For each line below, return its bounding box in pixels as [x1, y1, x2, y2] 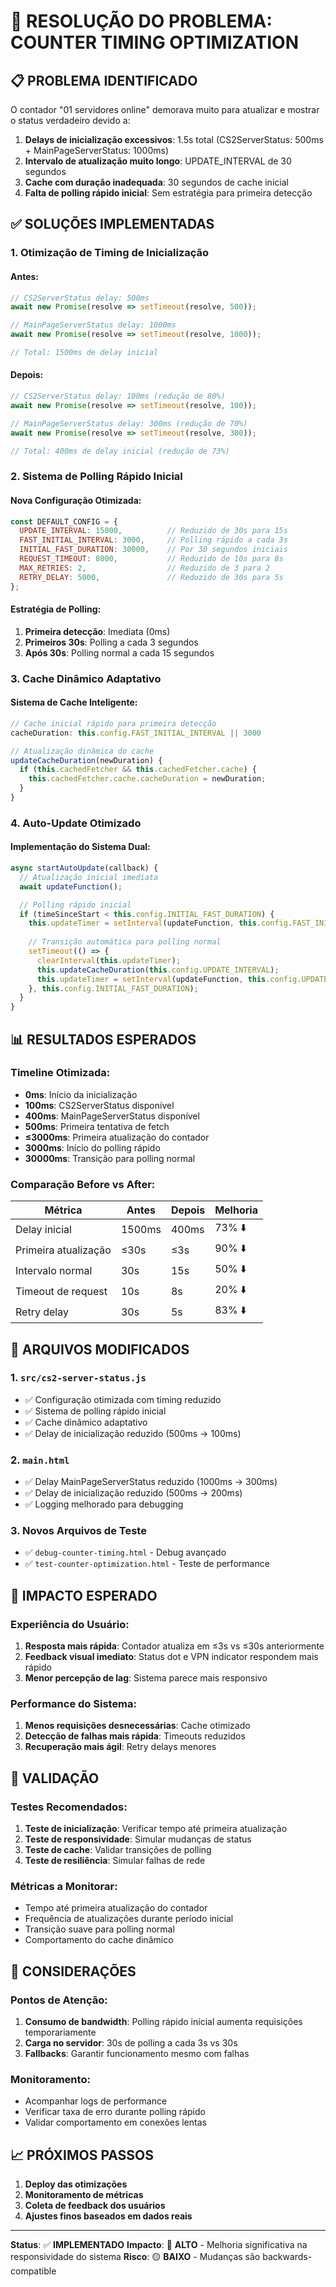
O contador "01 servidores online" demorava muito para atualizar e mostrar [10, 104, 320, 115]
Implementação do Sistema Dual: [10, 841, 151, 853]
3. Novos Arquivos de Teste [10, 1524, 147, 1538]
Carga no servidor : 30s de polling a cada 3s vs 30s [24, 2037, 238, 2049]
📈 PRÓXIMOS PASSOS [10, 2146, 155, 2164]
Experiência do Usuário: [10, 1617, 130, 1631]
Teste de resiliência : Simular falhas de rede [24, 1855, 206, 1867]
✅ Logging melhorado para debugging [24, 1498, 184, 1510]
